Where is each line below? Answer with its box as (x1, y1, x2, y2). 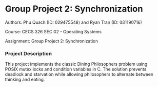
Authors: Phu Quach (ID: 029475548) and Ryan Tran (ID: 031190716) (5, 19, 142, 25)
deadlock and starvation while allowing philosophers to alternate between (5, 72, 154, 77)
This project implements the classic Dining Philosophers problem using (5, 61, 148, 67)
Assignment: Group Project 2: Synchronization (5, 38, 99, 44)
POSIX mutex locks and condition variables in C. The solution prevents (5, 66, 147, 72)
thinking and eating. (5, 76, 45, 83)
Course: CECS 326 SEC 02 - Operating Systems (5, 29, 102, 34)
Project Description (5, 50, 52, 57)
